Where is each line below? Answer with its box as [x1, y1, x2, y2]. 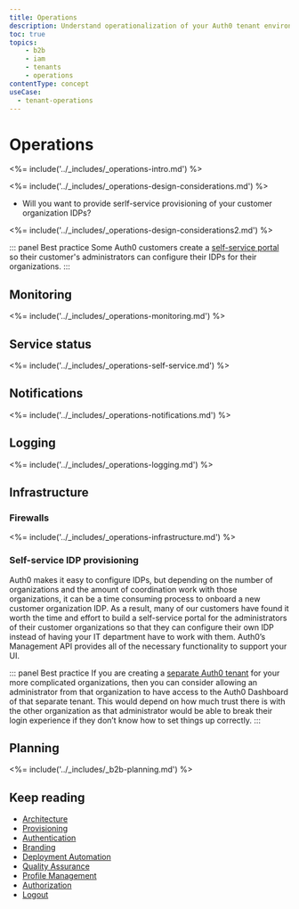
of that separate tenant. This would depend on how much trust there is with [9, 696, 286, 707]
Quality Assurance [21, 861, 91, 872]
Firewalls [9, 512, 50, 524]
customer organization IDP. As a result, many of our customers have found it [9, 602, 289, 613]
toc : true [9, 29, 46, 38]
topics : [9, 37, 38, 47]
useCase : [9, 87, 42, 96]
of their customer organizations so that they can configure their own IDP [9, 621, 274, 633]
